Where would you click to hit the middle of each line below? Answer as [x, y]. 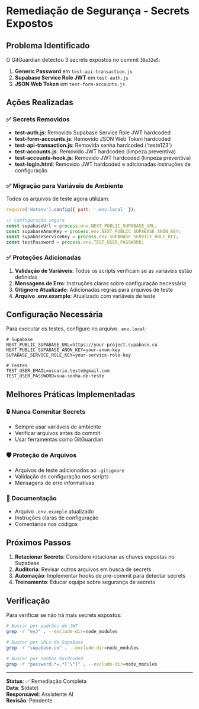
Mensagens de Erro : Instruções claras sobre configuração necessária [100, 283]
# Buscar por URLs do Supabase [45, 642]
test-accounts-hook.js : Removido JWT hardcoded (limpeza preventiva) [103, 157]
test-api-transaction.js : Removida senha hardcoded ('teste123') [93, 145]
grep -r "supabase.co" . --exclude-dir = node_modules [73, 648]
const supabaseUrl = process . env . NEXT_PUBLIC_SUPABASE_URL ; [82, 226]
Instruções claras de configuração [57, 518]
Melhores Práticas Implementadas [71, 394]
